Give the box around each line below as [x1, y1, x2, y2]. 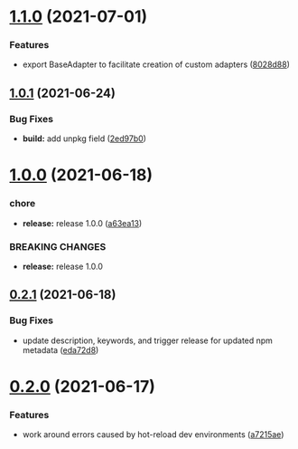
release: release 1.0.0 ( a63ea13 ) [22, 217, 143, 228]
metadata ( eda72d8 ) [22, 344, 99, 355]
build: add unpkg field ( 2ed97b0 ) [22, 133, 147, 144]
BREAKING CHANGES [9, 240, 107, 253]
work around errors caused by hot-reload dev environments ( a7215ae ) [22, 429, 284, 440]
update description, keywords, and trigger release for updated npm [22, 335, 274, 346]
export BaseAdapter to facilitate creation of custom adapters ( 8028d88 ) [22, 59, 291, 70]
